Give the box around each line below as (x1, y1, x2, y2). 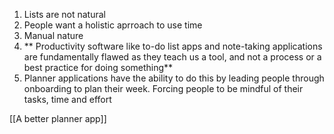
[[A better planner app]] (9, 113, 107, 124)
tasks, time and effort (23, 94, 112, 105)
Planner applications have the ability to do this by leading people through (23, 72, 325, 84)
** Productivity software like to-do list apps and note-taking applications (23, 40, 323, 52)
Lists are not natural (23, 9, 106, 20)
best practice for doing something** (23, 62, 174, 73)
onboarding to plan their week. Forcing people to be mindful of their (23, 83, 304, 94)
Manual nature (23, 30, 84, 41)
